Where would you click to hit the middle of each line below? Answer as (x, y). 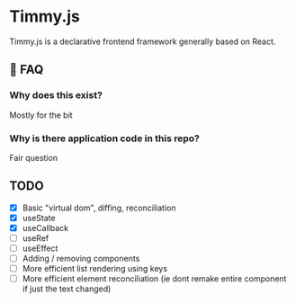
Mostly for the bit (41, 115)
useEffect (40, 248)
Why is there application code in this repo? (104, 138)
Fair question (34, 157)
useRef (36, 238)
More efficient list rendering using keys (95, 269)
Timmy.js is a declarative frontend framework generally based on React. (143, 41)
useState (39, 218)
